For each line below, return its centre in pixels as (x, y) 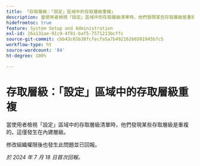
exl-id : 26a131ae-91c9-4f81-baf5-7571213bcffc (65, 34)
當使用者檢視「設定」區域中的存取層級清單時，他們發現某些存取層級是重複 (97, 124)
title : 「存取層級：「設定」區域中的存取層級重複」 (61, 12)
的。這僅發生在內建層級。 (37, 132)
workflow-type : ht (29, 45)
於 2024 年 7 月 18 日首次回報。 (45, 157)
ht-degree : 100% (26, 56)
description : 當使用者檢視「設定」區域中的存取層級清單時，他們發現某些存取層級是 (97, 17)
